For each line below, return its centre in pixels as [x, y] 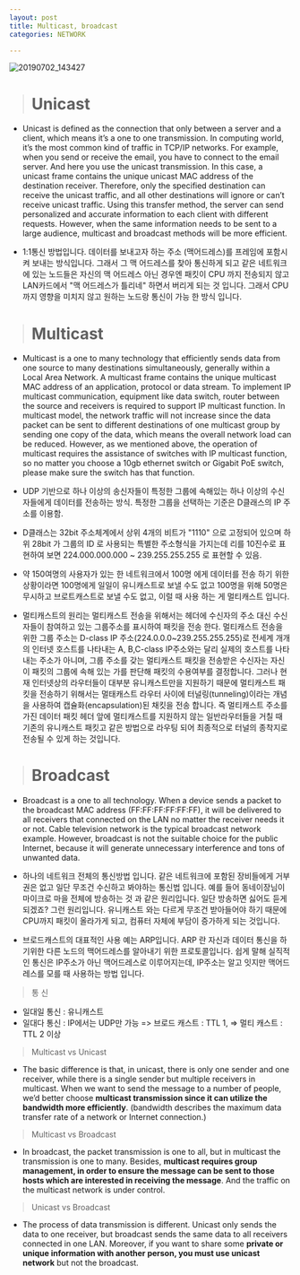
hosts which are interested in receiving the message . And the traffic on [156, 1181]
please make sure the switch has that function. [108, 473]
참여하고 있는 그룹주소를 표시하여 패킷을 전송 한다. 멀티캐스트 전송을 [165, 627]
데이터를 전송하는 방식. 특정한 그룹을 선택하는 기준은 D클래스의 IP [167, 502]
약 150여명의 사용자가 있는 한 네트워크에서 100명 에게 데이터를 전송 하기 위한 [155, 574]
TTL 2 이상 [41, 1034]
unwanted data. [51, 858]
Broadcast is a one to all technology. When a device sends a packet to [152, 801]
